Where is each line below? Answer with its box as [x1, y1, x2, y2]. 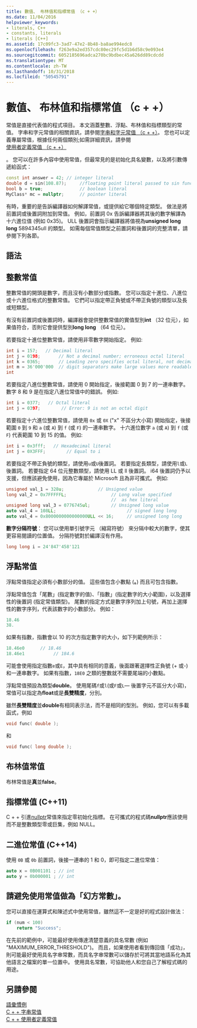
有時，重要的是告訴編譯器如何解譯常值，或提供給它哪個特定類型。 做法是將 [6, 203, 188, 210]
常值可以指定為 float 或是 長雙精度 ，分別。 [6, 689, 106, 696]
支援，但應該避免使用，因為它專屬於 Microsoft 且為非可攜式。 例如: [6, 474, 169, 481]
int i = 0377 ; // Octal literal [6, 400, 91, 406]
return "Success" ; [16, 925, 62, 931]
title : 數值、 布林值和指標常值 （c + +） [6, 8, 100, 15]
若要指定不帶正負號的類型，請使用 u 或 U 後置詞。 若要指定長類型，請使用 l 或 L [6, 459, 188, 467]
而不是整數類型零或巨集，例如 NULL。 [6, 821, 98, 828]
